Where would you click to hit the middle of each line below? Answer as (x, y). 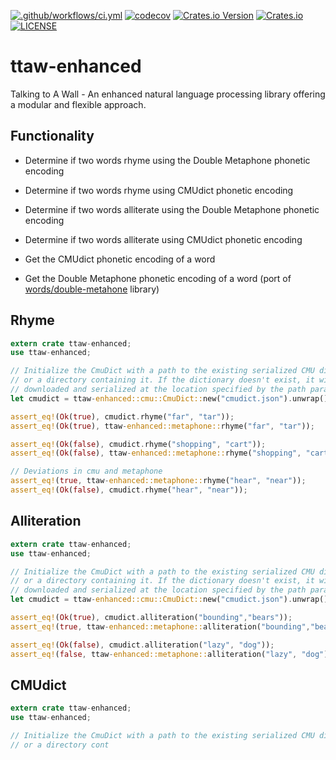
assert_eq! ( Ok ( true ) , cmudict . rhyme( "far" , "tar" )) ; (122, 416)
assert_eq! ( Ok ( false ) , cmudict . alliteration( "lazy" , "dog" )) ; (142, 645)
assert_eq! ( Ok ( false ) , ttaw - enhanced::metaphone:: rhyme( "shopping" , (156, 453)
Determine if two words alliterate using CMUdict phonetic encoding (163, 239)
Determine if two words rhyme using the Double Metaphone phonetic (167, 160)
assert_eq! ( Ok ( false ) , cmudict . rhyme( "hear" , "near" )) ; (129, 490)
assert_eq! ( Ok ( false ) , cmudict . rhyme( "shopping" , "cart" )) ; (138, 444)
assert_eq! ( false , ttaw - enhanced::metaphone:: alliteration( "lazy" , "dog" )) (171, 654)
